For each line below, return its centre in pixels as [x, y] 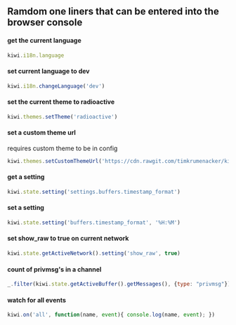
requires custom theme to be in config [63, 148]
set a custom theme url [41, 133]
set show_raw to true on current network [68, 239]
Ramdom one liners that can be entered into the [113, 12]
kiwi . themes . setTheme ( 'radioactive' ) [63, 117]
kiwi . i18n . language [36, 55]
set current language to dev [48, 71]
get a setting [26, 177]
